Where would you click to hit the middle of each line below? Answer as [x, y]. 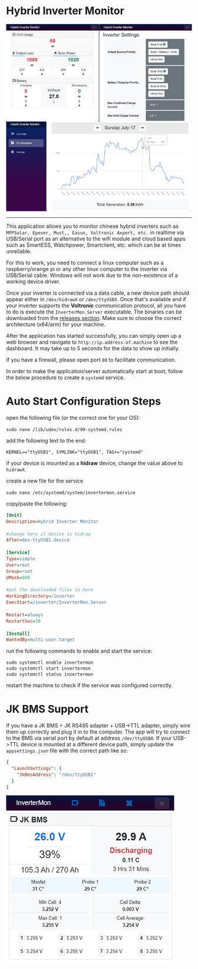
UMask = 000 [18, 578]
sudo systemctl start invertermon [49, 668]
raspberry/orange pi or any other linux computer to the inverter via [87, 269]
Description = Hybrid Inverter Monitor [52, 521]
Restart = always [25, 615]
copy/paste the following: [37, 504]
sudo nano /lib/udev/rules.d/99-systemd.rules [64, 429]
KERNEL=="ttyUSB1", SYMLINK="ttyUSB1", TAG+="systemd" [75, 452]
